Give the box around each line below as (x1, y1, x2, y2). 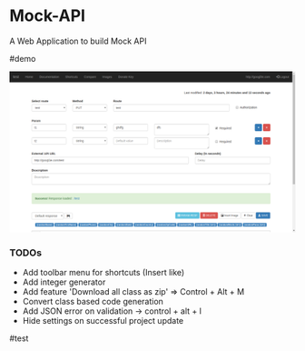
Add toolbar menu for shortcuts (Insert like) (22, 267, 185, 278)
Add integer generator (22, 276, 106, 287)
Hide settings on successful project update (22, 316, 184, 326)
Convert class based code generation (22, 296, 163, 307)
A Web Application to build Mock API (9, 35, 147, 46)
